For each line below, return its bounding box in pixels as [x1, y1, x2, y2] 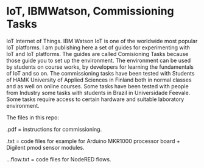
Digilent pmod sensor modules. [6, 144, 85, 151]
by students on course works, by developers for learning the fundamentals [6, 63, 194, 71]
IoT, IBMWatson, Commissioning [6, 4, 175, 18]
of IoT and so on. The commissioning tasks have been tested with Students [6, 69, 195, 77]
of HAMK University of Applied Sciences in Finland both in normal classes [6, 76, 192, 83]
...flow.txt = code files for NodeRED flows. [6, 155, 111, 163]
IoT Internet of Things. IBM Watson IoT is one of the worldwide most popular [6, 37, 198, 44]
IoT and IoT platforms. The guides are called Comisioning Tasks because [6, 50, 189, 57]
